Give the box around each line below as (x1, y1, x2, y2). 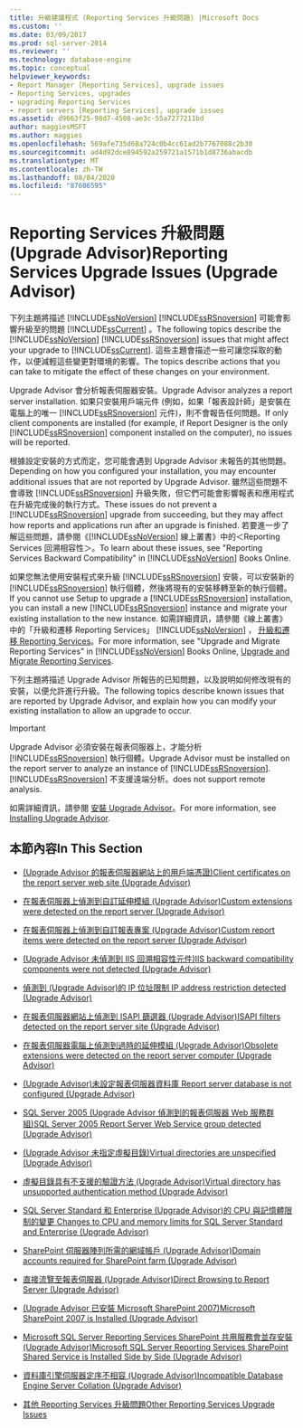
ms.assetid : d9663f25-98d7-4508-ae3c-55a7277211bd (9, 114, 204, 123)
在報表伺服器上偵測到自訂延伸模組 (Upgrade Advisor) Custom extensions (22, 895, 293, 906)
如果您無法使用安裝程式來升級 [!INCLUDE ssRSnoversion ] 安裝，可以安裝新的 (9, 572, 295, 582)
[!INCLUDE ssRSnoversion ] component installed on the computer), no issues (9, 427, 292, 439)
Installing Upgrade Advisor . (9, 813, 111, 824)
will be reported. (9, 437, 71, 448)
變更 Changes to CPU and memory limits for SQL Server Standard (38, 1215, 283, 1226)
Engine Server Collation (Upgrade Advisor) (22, 1380, 183, 1391)
